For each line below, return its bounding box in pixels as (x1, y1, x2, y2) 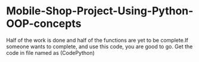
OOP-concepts (6, 17, 82, 30)
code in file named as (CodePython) (6, 49, 95, 56)
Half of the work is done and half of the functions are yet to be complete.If (6, 36, 189, 44)
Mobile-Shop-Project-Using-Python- (6, 4, 194, 18)
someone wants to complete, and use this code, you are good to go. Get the (6, 43, 193, 50)
